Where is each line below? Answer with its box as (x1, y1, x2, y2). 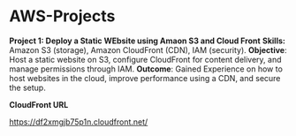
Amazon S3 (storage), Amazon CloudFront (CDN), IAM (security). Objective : (9, 44, 287, 55)
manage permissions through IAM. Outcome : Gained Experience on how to (9, 64, 283, 74)
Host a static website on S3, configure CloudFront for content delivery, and (9, 54, 282, 64)
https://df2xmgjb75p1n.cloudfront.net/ (9, 117, 148, 127)
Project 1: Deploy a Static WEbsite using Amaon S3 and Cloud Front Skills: (9, 35, 285, 46)
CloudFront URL (9, 99, 69, 110)
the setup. (9, 82, 46, 93)
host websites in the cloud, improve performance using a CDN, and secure (9, 72, 281, 83)
